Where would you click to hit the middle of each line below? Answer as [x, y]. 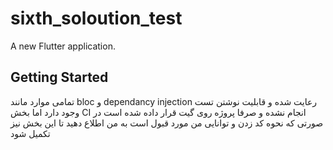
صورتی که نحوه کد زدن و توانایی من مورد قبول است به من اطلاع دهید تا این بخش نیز [167, 123]
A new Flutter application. [63, 46]
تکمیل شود [30, 133]
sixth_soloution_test [96, 18]
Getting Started [59, 77]
